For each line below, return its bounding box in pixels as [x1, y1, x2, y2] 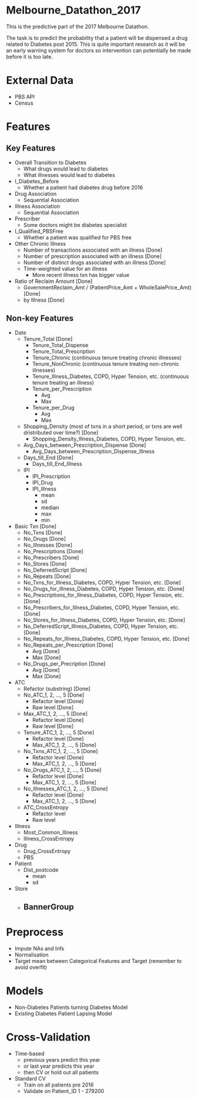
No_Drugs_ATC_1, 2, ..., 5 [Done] [23, 766, 102, 773]
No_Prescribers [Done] [23, 554, 79, 561]
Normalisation [14, 951, 49, 958]
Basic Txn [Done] [14, 523, 57, 530]
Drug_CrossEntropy [23, 847, 71, 854]
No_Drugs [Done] [23, 535, 66, 542]
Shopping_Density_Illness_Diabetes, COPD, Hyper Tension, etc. [32, 435, 186, 442]
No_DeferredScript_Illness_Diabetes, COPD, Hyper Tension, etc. [23, 623, 179, 630]
